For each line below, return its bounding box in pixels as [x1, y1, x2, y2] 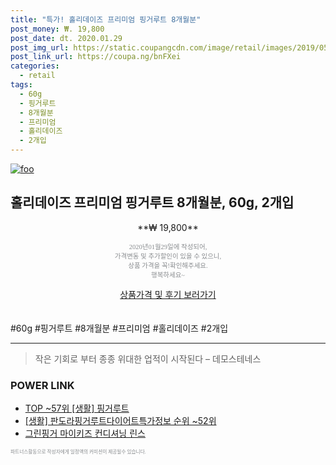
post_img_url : [10, 42, 70, 53]
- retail [19, 71, 56, 81]
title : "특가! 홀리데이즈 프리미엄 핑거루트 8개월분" [10, 14, 202, 25]
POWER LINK [10, 378, 75, 392]
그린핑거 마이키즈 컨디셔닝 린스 [24, 427, 146, 440]
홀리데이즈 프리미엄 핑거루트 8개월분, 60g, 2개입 [10, 194, 295, 211]
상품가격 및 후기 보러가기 [119, 288, 217, 300]
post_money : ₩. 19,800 [10, 24, 105, 34]
